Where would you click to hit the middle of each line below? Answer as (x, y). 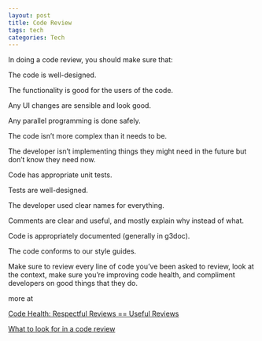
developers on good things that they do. (73, 284)
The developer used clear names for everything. (87, 206)
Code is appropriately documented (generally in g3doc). (99, 236)
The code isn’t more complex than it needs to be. (88, 136)
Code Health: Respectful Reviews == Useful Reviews (94, 314)
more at (21, 298)
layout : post (30, 15)
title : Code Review (40, 23)
